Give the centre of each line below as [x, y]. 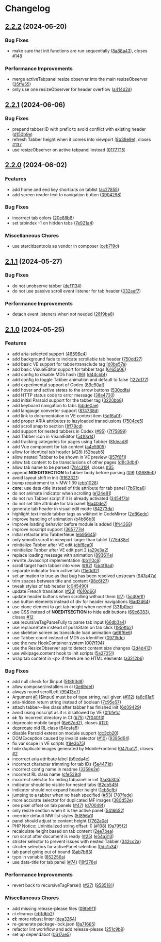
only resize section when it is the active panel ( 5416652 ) [68, 811]
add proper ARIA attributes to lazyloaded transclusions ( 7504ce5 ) [78, 421]
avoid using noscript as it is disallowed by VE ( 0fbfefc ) [66, 713]
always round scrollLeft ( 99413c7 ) [46, 692]
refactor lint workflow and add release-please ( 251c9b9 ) [68, 929]
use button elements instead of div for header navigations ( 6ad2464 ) [81, 601]
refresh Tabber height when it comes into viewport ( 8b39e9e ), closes [81, 139]
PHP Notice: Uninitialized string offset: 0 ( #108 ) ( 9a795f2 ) [70, 826]
